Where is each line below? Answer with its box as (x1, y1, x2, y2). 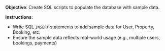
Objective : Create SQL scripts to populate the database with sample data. (5, 5, 160, 10)
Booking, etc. (12, 29, 41, 35)
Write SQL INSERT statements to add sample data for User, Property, (12, 24, 155, 30)
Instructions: (5, 14, 34, 20)
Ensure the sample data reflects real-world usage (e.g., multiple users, (12, 35, 160, 40)
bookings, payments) (12, 40, 57, 46)
